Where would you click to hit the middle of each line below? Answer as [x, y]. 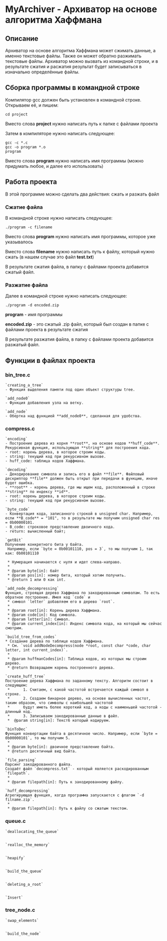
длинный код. [19, 712]
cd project [16, 114]
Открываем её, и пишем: [32, 105]
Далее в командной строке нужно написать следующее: [66, 296]
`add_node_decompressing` [32, 589]
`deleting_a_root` [24, 884]
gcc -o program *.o [25, 147]
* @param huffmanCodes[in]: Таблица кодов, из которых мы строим [77, 659]
